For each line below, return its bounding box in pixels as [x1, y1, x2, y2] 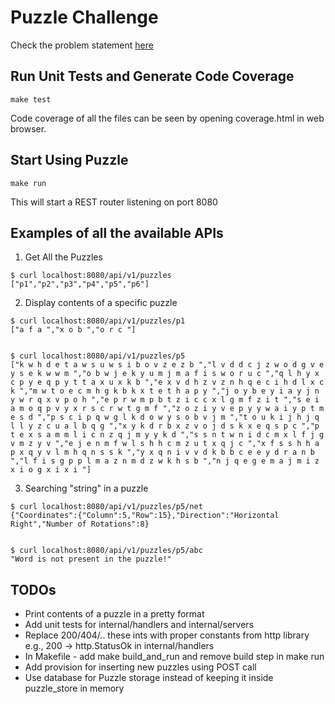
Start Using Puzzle [10, 152, 129, 169]
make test [10, 94, 52, 105]
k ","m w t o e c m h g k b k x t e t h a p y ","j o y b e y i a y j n [10, 386, 320, 396]
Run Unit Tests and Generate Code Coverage [10, 68, 295, 85]
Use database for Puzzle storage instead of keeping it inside [24, 672, 274, 684]
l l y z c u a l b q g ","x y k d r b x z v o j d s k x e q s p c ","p [10, 421, 320, 431]
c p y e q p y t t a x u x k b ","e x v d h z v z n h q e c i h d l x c [10, 377, 325, 388]
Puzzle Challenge [10, 6, 159, 29]
